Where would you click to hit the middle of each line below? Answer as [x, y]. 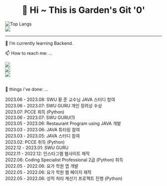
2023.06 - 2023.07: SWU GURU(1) [40, 117]
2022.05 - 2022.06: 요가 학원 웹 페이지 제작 [48, 172]
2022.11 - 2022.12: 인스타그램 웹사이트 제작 [47, 153]
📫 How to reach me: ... [29, 53]
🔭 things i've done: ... [27, 89]
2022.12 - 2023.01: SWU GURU [37, 147]
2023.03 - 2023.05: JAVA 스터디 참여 [42, 136]
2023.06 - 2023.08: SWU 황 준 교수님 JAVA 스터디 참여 [60, 99]
